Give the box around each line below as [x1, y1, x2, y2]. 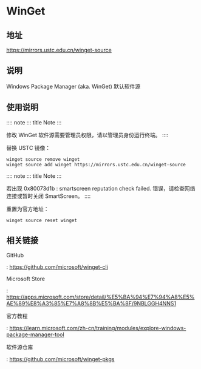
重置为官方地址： [6, 205, 49, 212]
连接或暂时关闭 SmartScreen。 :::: [6, 192, 91, 200]
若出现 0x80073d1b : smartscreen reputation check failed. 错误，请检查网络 [6, 184, 196, 192]
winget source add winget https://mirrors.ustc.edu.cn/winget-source [6, 161, 186, 168]
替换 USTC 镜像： [6, 144, 51, 151]
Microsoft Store [6, 275, 46, 283]
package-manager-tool [6, 331, 65, 338]
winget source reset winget [6, 217, 78, 223]
